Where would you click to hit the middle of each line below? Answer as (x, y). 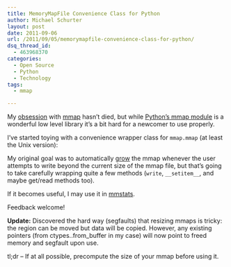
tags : (15, 85)
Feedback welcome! (36, 207)
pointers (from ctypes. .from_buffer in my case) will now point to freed (107, 236)
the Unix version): (33, 145)
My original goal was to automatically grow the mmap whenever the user (111, 158)
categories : (24, 59)
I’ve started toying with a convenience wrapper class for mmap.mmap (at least (115, 138)
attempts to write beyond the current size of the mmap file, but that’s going (114, 166)
